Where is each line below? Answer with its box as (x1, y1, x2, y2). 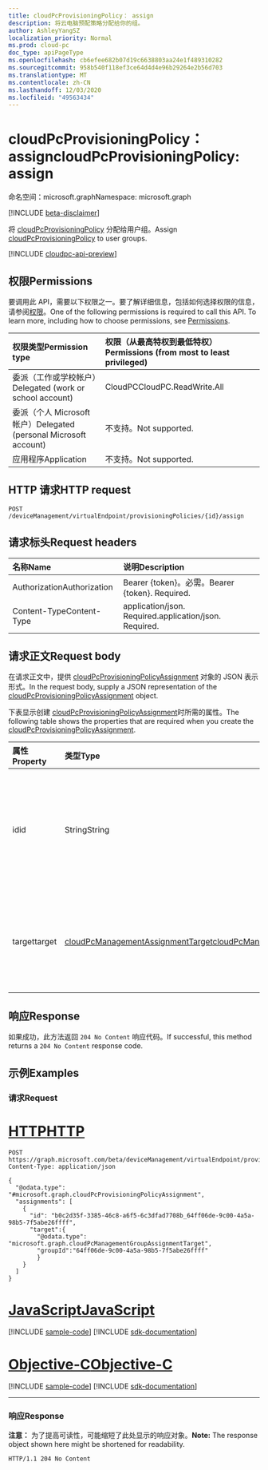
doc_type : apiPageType (8, 49, 84, 57)
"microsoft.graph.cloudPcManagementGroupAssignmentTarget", (8, 1239, 213, 1247)
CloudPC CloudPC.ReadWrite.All (104, 381, 225, 392)
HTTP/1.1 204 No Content (8, 1455, 91, 1463)
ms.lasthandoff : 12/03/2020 (8, 85, 102, 94)
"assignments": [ (15, 1198, 73, 1206)
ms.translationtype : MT (8, 71, 88, 79)
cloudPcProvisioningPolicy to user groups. (8, 233, 148, 244)
